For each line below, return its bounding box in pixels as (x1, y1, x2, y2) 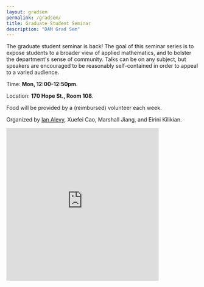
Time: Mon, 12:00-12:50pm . (6, 81, 78, 88)
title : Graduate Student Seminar (6, 20, 91, 26)
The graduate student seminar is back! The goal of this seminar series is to (6, 43, 194, 50)
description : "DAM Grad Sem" (6, 26, 80, 32)
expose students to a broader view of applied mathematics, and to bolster (6, 49, 192, 57)
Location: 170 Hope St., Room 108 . (6, 92, 94, 100)
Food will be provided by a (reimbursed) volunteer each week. (6, 104, 163, 112)
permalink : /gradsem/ (6, 15, 62, 21)
